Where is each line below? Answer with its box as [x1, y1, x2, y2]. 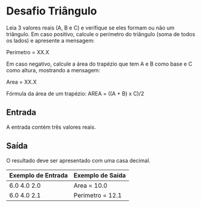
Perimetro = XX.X [6, 48, 50, 55]
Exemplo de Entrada [9, 171, 68, 179]
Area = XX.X [6, 78, 37, 85]
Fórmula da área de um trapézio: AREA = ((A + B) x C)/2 [6, 90, 145, 97]
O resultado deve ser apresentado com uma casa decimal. [6, 156, 151, 164]
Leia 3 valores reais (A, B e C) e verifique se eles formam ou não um [6, 24, 175, 31]
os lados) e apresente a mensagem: [6, 37, 95, 44]
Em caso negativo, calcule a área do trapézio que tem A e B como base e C [6, 60, 193, 67]
